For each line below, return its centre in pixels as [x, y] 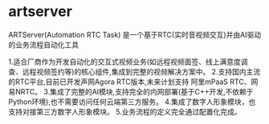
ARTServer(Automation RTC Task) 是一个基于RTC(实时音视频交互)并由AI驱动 [135, 34]
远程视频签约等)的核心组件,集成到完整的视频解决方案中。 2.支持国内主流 [141, 71]
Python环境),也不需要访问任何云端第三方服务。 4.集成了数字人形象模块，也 [132, 102]
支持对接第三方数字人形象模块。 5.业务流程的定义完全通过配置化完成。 [125, 111]
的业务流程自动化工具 [43, 44]
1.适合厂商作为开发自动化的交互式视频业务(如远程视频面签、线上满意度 [124, 62]
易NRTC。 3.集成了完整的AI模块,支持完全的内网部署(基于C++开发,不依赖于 [131, 91]
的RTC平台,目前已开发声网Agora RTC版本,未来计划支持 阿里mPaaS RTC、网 [133, 82]
